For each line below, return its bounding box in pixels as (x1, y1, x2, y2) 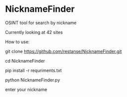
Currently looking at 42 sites (5, 29, 63, 35)
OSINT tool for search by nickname (5, 20, 77, 26)
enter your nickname (5, 86, 47, 92)
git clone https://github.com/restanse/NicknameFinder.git (5, 48, 122, 54)
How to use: (5, 38, 30, 45)
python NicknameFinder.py (5, 77, 60, 83)
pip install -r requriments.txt (5, 67, 62, 73)
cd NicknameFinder (5, 58, 45, 64)
